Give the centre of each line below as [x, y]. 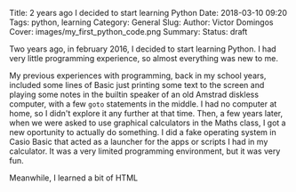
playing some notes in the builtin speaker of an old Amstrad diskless [134, 94]
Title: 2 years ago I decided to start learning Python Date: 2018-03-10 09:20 [148, 13]
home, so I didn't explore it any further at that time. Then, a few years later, [146, 113]
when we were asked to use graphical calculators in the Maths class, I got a [148, 123]
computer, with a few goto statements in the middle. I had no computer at [143, 104]
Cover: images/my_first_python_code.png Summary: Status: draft [128, 32]
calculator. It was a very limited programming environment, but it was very [145, 151]
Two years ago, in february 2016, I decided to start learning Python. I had [143, 49]
